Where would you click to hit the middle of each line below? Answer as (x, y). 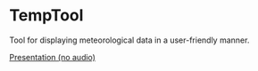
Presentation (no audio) (53, 57)
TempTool (46, 16)
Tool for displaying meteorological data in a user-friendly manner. (129, 40)
